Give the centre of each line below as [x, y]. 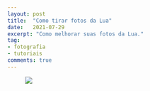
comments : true [30, 60]
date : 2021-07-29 [36, 27]
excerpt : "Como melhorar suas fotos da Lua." [75, 34]
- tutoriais [25, 54]
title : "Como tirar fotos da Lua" [60, 21]
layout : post [27, 14]
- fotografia [27, 47]
